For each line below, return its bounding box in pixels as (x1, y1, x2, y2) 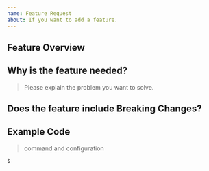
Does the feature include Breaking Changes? (7, 103, 202, 115)
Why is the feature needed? (7, 65, 128, 77)
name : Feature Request (7, 10, 72, 17)
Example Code (7, 126, 71, 137)
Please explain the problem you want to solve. (23, 83, 154, 91)
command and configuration (23, 144, 104, 153)
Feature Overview (7, 42, 86, 53)
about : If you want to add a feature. (7, 16, 118, 23)
